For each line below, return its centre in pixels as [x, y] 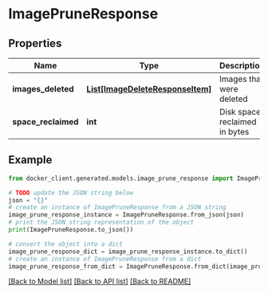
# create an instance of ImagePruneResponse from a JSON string [117, 208]
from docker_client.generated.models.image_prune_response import [121, 178]
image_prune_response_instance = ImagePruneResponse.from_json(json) [126, 215]
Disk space [240, 112]
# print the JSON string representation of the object [101, 223]
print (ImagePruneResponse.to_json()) [71, 230]
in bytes [234, 132]
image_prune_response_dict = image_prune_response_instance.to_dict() [128, 252]
